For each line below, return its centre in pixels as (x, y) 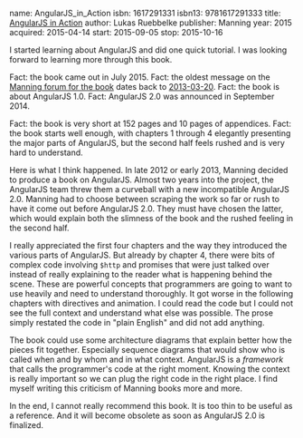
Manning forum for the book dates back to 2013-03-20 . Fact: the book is (145, 87)
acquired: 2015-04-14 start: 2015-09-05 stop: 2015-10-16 (116, 32)
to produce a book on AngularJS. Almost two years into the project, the (142, 180)
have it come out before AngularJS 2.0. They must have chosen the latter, (146, 209)
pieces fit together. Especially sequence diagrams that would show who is (147, 350)
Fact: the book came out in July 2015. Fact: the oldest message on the (140, 77)
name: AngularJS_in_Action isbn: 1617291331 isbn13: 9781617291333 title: (145, 13)
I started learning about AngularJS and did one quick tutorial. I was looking (148, 50)
